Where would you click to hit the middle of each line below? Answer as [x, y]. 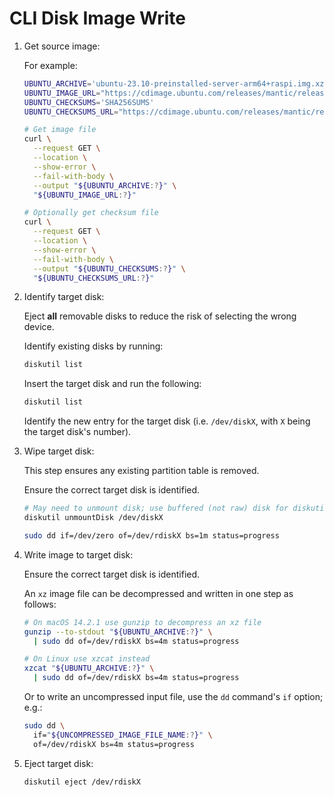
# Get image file [60, 130]
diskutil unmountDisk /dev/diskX [93, 518]
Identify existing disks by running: [93, 346]
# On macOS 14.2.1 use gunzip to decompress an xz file [142, 622]
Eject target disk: [58, 763]
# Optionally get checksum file [91, 213]
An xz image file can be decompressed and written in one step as [158, 593]
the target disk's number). [77, 432]
